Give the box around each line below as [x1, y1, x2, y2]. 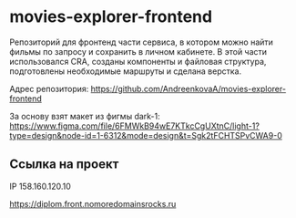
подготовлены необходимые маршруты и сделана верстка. [9, 66, 242, 77]
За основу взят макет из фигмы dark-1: [9, 110, 161, 121]
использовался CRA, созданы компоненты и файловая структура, [9, 56, 267, 67]
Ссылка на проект [9, 157, 119, 172]
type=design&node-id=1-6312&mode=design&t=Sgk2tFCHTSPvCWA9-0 [9, 130, 282, 140]
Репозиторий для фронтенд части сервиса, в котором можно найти [9, 36, 273, 47]
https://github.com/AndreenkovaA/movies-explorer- [90, 83, 287, 94]
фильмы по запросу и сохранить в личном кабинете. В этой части [9, 46, 267, 57]
